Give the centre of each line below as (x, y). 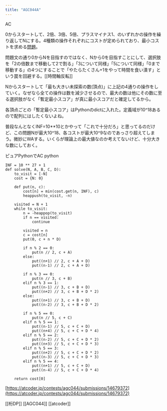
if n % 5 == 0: (39, 313)
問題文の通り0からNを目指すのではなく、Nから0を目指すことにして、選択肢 (83, 57)
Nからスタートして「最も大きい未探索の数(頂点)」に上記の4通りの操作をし (82, 86)
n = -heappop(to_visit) (48, 213)
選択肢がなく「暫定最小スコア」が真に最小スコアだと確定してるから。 (81, 99)
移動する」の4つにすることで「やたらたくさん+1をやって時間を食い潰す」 (81, 70)
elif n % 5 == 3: (41, 348)
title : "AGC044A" (23, 10)
